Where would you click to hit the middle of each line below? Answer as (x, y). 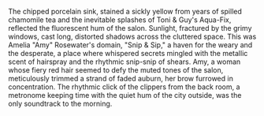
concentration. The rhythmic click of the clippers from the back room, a (124, 87)
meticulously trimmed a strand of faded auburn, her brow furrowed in (121, 79)
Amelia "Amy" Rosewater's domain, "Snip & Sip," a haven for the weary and (130, 45)
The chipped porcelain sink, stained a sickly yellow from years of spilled (125, 11)
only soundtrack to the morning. (60, 103)
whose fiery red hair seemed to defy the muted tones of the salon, (116, 70)
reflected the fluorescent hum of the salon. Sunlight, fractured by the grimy (130, 28)
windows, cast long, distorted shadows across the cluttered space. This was (132, 36)
